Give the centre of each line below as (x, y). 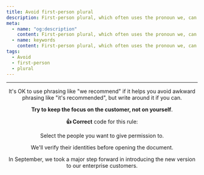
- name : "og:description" (45, 29)
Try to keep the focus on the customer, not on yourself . (102, 109)
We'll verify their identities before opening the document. (102, 148)
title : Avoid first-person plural (50, 12)
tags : (13, 52)
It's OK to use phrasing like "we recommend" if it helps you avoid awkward (102, 91)
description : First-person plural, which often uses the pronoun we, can (102, 18)
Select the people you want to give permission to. (102, 136)
